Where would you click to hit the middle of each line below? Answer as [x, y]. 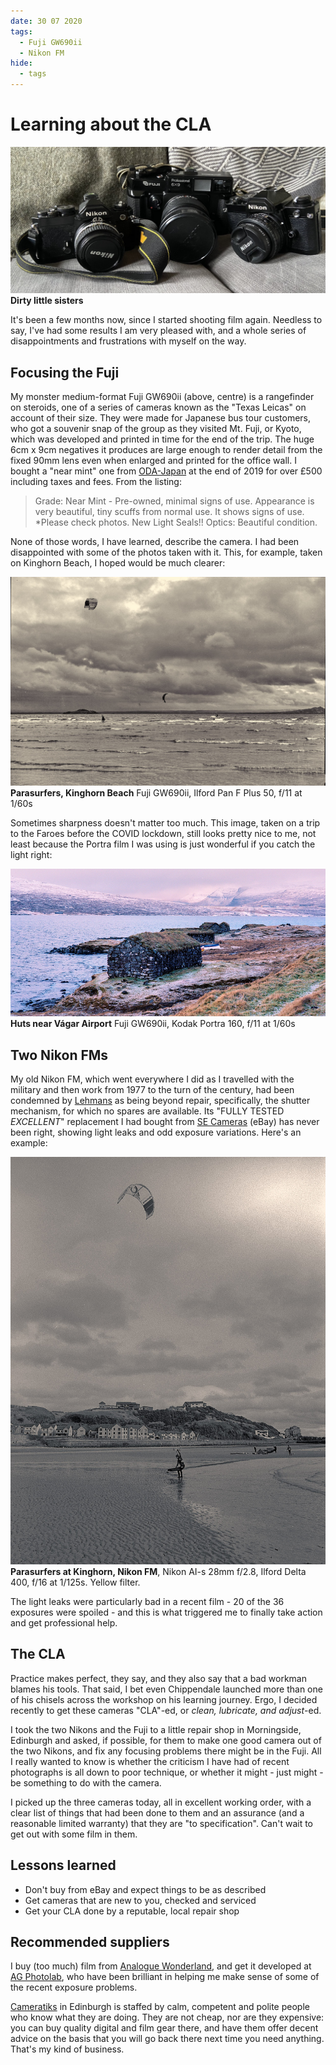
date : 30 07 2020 [46, 21]
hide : [21, 63]
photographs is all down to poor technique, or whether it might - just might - [167, 1772]
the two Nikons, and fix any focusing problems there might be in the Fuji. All [166, 1751]
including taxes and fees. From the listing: [96, 482]
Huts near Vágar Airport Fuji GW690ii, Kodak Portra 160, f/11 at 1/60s [153, 1024]
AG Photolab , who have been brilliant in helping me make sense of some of [165, 1977]
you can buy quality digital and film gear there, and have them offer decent [164, 2028]
